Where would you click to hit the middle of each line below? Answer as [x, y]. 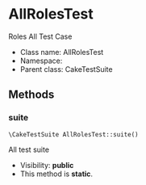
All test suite [29, 149]
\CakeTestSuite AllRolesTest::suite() [73, 134]
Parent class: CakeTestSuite [66, 69]
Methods [31, 95]
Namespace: [41, 61]
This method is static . [56, 174]
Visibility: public [47, 165]
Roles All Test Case [40, 36]
